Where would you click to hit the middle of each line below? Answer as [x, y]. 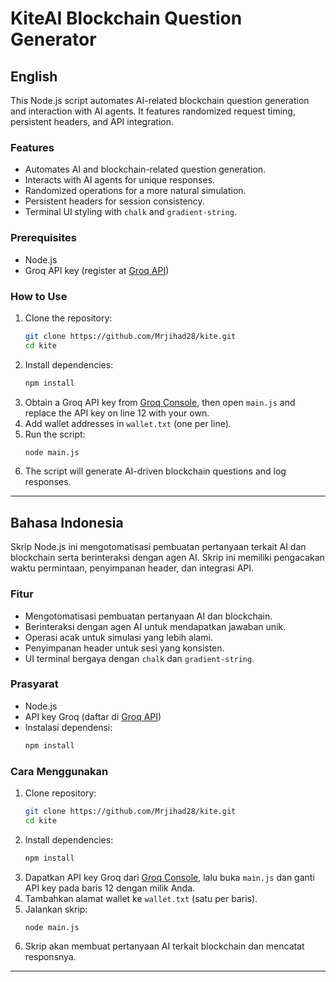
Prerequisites [43, 238]
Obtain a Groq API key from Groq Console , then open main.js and [160, 402]
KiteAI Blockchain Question [126, 18]
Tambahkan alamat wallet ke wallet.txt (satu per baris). [141, 898]
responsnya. [50, 957]
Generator [53, 39]
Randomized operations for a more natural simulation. [135, 191]
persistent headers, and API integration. [92, 121]
